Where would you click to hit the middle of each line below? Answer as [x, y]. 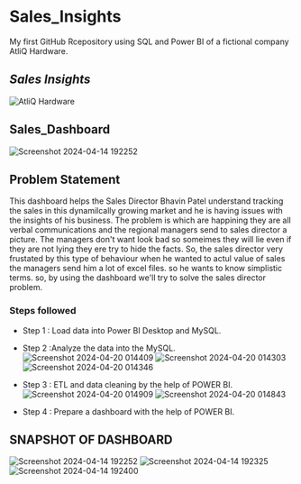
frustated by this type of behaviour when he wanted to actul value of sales [147, 259]
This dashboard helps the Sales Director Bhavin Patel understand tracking [146, 201]
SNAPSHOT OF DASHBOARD [91, 440]
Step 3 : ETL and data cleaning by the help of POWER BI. [127, 384]
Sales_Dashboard [60, 129]
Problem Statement [65, 179]
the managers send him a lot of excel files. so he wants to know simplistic [146, 269]
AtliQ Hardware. [39, 50]
